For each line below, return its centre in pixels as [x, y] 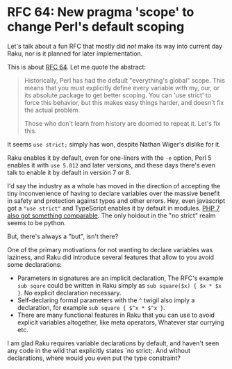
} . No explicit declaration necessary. [69, 293]
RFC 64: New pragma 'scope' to [101, 12]
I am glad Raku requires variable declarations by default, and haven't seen [113, 343]
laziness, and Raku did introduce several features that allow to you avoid [110, 257]
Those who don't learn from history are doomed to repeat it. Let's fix [122, 123]
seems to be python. [36, 222]
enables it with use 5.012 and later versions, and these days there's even [111, 165]
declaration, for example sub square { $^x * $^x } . [91, 307]
